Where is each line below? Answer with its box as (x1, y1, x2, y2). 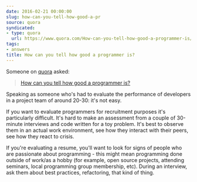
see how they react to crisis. (6, 132, 74, 140)
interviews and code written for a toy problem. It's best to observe (23, 120, 184, 127)
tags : (6, 41, 19, 47)
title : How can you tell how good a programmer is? (6, 52, 135, 58)
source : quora (6, 19, 41, 25)
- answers (6, 47, 30, 52)
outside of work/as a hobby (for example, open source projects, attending (6, 156, 185, 163)
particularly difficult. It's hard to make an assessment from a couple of (6, 114, 176, 121)
